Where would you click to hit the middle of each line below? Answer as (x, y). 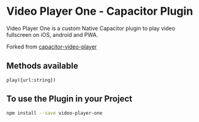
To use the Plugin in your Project (69, 99)
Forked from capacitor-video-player (51, 47)
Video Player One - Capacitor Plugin (100, 11)
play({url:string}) (31, 80)
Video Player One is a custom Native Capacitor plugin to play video (91, 28)
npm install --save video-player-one (54, 113)
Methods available (42, 66)
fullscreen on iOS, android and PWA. (52, 34)
